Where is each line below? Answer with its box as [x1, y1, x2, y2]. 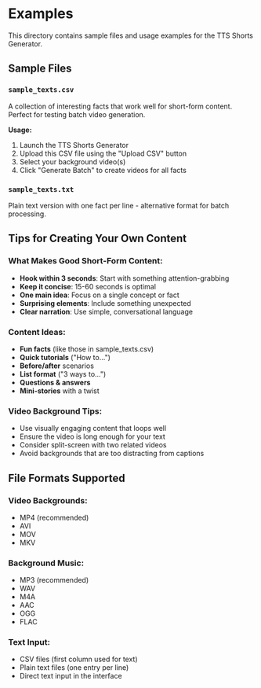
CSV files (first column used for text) [19, 654, 139, 664]
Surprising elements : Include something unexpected [19, 298, 192, 307]
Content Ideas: [8, 326, 66, 337]
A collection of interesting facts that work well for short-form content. [8, 101, 233, 111]
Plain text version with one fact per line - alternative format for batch [8, 201, 230, 210]
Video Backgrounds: [8, 495, 88, 506]
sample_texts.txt [8, 185, 74, 193]
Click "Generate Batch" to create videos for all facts [19, 165, 187, 175]
